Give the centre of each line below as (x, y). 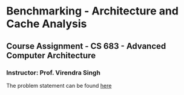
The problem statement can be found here (59, 85)
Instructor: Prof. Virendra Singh (54, 72)
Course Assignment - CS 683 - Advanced (86, 46)
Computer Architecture (51, 55)
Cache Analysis (47, 24)
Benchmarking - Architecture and (92, 11)
